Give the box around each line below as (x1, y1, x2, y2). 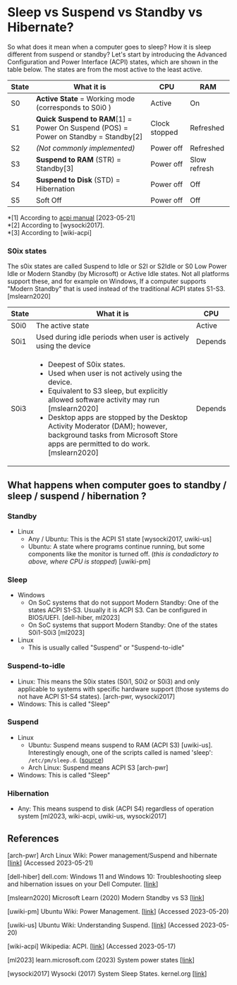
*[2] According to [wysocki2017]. (7, 220, 104, 229)
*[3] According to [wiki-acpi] (7, 228, 92, 237)
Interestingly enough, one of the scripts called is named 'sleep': (28, 748, 213, 756)
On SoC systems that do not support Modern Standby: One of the (28, 598, 219, 607)
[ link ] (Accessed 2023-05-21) (7, 859, 94, 867)
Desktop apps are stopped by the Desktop (48, 412, 188, 422)
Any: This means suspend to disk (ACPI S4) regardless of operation (17, 804, 214, 813)
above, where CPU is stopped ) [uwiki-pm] (28, 557, 151, 566)
